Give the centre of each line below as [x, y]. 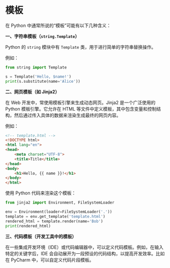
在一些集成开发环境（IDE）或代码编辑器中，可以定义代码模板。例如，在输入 [84, 247]
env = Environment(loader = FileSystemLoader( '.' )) [59, 212]
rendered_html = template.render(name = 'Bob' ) [54, 221]
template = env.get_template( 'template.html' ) [55, 216]
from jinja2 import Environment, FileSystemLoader [60, 203]
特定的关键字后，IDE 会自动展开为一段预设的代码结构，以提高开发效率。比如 [85, 253]
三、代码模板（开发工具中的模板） [41, 236]
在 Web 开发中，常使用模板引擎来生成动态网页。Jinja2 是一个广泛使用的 [80, 103]
